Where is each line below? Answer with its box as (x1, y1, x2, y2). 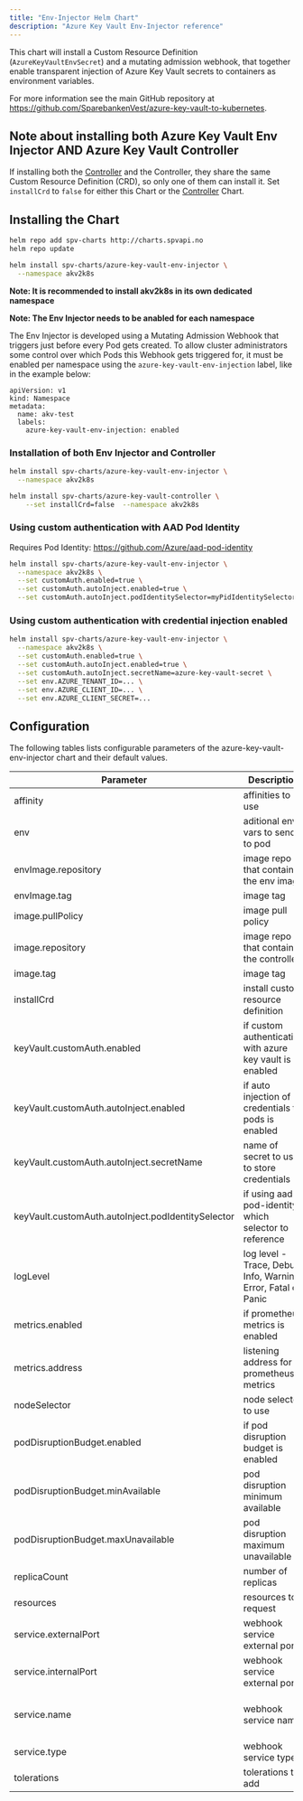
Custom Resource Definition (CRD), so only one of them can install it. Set (9, 176, 280, 187)
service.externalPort (14, 1628, 100, 1641)
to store (243, 1162, 277, 1175)
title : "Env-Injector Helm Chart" (9, 13, 140, 23)
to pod (243, 838, 271, 850)
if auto (243, 1079, 271, 1092)
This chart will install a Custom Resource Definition (9, 46, 198, 57)
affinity (14, 794, 43, 807)
